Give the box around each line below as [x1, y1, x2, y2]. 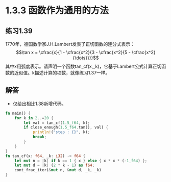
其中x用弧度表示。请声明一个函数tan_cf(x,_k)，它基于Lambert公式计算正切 [5, 63, 162, 69]
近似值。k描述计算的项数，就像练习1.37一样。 [14, 70, 110, 75]
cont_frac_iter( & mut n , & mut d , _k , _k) [14, 168, 102, 173]
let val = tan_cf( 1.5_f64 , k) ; [23, 120, 90, 125]
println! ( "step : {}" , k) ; [32, 129, 90, 135]
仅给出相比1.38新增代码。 [12, 100, 66, 107]
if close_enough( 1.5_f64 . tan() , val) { [23, 125, 109, 130]
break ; [32, 135, 47, 140]
